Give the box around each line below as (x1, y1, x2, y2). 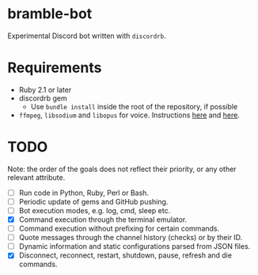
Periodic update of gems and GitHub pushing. (18, 197, 169, 206)
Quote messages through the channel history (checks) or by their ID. (18, 233, 243, 243)
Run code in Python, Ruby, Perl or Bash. (18, 188, 150, 197)
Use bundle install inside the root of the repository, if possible (30, 101, 238, 111)
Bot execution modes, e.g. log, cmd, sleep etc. (18, 205, 171, 215)
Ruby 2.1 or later (18, 85, 72, 94)
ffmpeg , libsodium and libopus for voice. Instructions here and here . (18, 110, 241, 120)
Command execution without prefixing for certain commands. (18, 223, 220, 234)
